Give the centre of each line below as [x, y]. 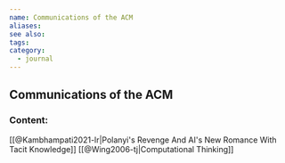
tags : [19, 42]
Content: [29, 120]
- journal [35, 59]
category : [28, 51]
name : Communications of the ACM [71, 17]
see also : [28, 34]
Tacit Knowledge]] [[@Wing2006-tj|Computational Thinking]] [122, 149]
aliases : [25, 26]
